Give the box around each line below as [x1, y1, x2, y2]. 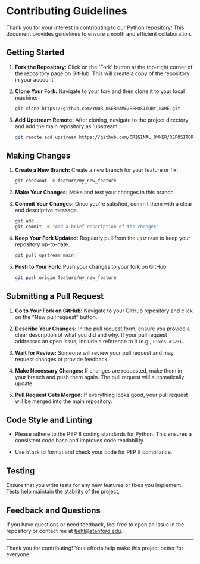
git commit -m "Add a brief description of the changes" [14, 224, 160, 230]
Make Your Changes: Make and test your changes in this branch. [14, 189, 176, 196]
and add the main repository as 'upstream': [14, 122, 121, 129]
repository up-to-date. [14, 240, 70, 248]
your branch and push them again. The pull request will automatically [14, 373, 185, 380]
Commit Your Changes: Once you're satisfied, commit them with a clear [14, 200, 192, 207]
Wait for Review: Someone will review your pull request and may [14, 349, 174, 356]
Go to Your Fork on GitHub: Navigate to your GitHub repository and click [14, 307, 193, 314]
